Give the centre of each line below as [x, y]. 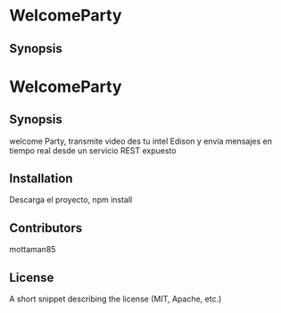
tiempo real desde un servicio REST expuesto [93, 150]
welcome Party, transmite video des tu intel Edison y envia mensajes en [140, 141]
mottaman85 [33, 250]
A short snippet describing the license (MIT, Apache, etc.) [116, 299]
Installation [41, 178]
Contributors [46, 228]
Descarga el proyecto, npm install [71, 200]
